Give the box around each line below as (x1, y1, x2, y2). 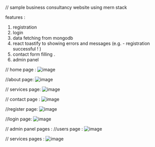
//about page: (5, 77, 34, 82)
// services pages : (5, 136, 45, 142)
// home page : (5, 66, 37, 72)
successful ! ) (12, 46, 42, 52)
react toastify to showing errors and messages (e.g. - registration (12, 40, 150, 46)
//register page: (5, 106, 38, 112)
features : (5, 14, 25, 20)
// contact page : (5, 96, 41, 102)
